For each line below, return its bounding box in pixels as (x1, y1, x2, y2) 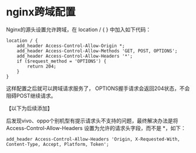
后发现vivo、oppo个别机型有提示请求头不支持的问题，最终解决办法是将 (6, 117, 178, 124)
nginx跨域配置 (6, 5, 76, 19)
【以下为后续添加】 (6, 104, 53, 112)
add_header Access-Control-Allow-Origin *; (16, 42, 125, 49)
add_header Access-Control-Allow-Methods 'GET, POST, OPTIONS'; (16, 48, 178, 54)
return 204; (27, 63, 57, 69)
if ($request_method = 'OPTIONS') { (16, 58, 107, 64)
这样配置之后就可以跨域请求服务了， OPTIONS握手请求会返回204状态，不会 (6, 85, 190, 92)
